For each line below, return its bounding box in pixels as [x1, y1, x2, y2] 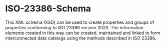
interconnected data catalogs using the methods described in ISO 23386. [5, 35, 156, 41]
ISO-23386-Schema [5, 3, 91, 14]
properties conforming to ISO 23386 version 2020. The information [5, 24, 143, 30]
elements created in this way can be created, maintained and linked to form [5, 30, 160, 36]
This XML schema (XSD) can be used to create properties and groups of [5, 19, 154, 25]
